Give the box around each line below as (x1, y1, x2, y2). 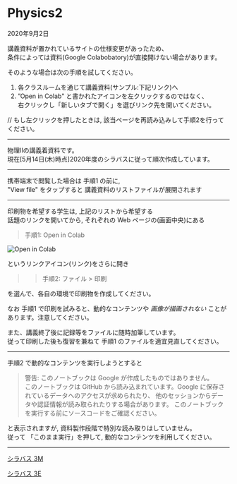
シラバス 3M (7, 454, 44, 463)
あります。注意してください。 (7, 313, 93, 322)
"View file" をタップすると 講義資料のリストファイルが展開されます (7, 185, 202, 193)
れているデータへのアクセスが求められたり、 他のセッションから (24, 391, 212, 399)
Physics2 (7, 5, 63, 21)
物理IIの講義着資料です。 (7, 146, 79, 155)
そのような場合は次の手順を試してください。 (7, 68, 138, 76)
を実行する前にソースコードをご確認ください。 (24, 409, 161, 417)
